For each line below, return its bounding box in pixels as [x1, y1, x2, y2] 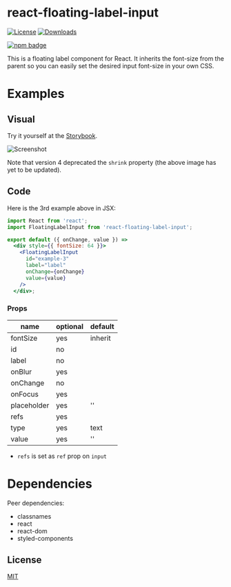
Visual [7, 113, 36, 125]
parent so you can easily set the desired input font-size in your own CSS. [7, 61, 214, 70]
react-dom [17, 526, 48, 535]
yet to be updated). [7, 166, 62, 174]
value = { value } [25, 275, 67, 281]
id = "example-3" [25, 255, 70, 263]
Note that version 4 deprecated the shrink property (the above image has [7, 158, 217, 166]
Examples [7, 86, 65, 101]
